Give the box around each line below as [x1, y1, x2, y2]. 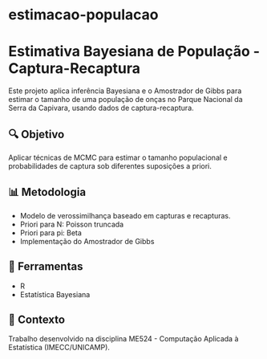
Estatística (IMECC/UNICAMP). [8, 343, 111, 353]
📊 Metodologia [8, 186, 87, 199]
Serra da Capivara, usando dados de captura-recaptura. [8, 103, 194, 113]
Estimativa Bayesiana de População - [8, 43, 261, 61]
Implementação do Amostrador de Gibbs [19, 236, 155, 246]
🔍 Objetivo [8, 127, 65, 141]
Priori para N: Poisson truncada [19, 219, 124, 229]
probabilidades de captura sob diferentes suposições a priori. [8, 161, 212, 170]
